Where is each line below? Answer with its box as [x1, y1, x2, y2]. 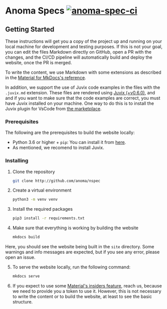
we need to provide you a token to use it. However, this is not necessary [12, 288, 161, 294]
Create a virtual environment [12, 187, 72, 193]
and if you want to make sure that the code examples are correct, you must [5, 95, 160, 101]
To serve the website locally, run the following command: [12, 264, 130, 270]
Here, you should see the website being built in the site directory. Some [5, 244, 154, 250]
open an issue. [5, 254, 36, 260]
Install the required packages [12, 206, 73, 212]
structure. [12, 298, 33, 304]
